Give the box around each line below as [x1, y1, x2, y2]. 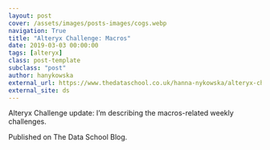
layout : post [8, 11, 52, 20]
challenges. [8, 117, 47, 127]
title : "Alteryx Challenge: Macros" [8, 34, 131, 43]
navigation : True [8, 26, 67, 34]
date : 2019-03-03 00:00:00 [8, 42, 99, 50]
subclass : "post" [8, 64, 67, 72]
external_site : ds [8, 86, 70, 95]
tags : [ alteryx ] [8, 49, 63, 57]
